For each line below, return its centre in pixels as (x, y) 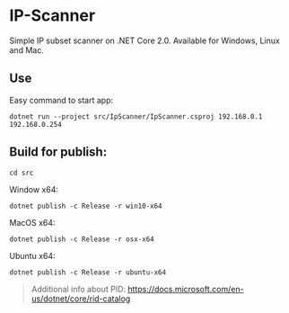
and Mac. (27, 49)
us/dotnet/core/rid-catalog (81, 299)
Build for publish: (58, 152)
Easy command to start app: (61, 100)
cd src (22, 173)
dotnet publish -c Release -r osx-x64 (82, 239)
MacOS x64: (32, 222)
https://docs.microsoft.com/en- (185, 289)
